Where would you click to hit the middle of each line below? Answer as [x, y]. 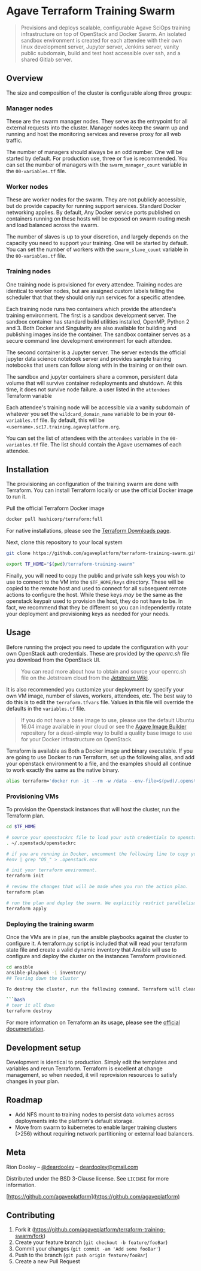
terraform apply [26, 908]
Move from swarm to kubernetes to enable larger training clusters [96, 1127]
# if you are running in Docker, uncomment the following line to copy [97, 854]
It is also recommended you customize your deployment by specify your [95, 689]
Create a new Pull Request [48, 1261]
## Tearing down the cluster [42, 978]
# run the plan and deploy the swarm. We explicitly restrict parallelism [101, 903]
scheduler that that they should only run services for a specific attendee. [96, 297]
